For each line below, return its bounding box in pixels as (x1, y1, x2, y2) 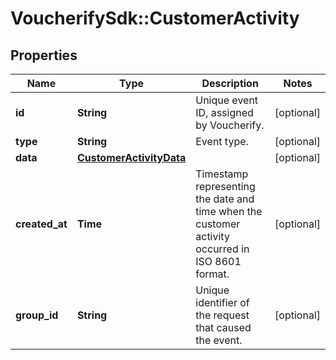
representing (195, 180, 256, 193)
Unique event (195, 93, 259, 107)
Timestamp (195, 167, 249, 181)
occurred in (195, 242, 250, 256)
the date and (195, 192, 255, 206)
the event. (195, 333, 243, 347)
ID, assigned (195, 106, 254, 119)
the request (195, 308, 250, 322)
